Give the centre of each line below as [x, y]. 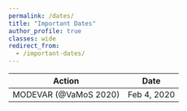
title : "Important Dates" [52, 23]
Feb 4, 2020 [151, 94]
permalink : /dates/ [41, 16]
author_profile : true [45, 31]
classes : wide [33, 38]
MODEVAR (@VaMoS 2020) [66, 94]
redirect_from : [34, 46]
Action [66, 81]
